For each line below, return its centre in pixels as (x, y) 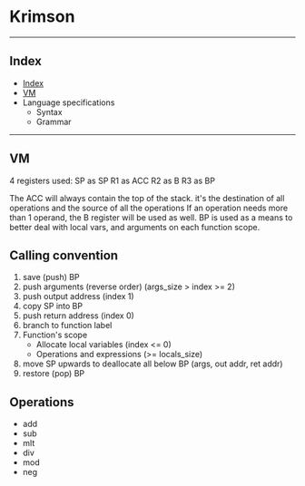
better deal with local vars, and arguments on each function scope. (135, 227)
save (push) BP (51, 277)
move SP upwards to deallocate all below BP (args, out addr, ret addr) (152, 364)
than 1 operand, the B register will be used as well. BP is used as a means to (151, 217)
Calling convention (64, 255)
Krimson (42, 17)
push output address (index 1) (78, 296)
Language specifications (69, 102)
